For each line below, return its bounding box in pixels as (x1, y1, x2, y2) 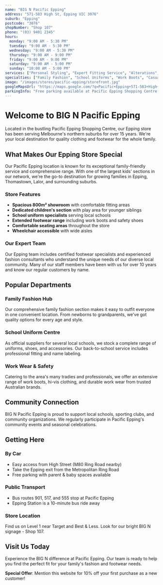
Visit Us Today (5, 543, 50, 551)
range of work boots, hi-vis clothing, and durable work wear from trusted (5, 379, 151, 385)
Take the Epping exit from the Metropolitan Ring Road (12, 467, 119, 472)
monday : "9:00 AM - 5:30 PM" (9, 39, 68, 44)
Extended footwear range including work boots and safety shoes (12, 217, 144, 223)
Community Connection (5, 398, 79, 407)
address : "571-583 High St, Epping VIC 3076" (5, 12, 98, 17)
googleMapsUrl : (5, 84, 36, 89)
